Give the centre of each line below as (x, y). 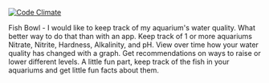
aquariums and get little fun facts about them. (84, 70)
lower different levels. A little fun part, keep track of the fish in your (119, 61)
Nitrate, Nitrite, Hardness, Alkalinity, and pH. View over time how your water (134, 45)
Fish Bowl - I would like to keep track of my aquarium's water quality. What (132, 28)
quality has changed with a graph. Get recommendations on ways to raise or (134, 53)
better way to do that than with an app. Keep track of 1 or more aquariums (130, 36)
